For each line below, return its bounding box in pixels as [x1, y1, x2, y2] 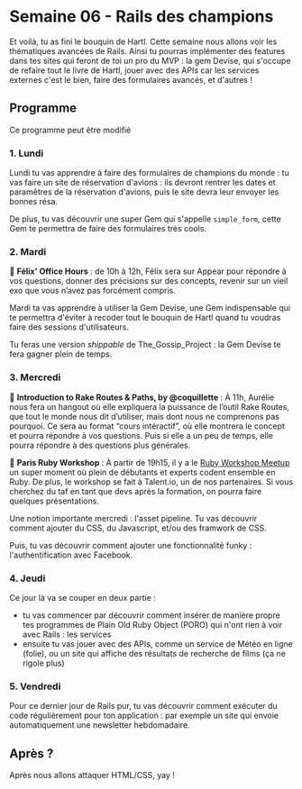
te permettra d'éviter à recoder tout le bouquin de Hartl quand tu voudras [9, 313, 281, 323]
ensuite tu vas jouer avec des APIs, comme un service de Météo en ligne [22, 638, 293, 649]
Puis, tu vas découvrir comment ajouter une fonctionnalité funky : [9, 540, 252, 550]
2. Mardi [9, 245, 47, 258]
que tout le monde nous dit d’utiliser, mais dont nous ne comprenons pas [9, 411, 279, 422]
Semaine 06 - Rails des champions [9, 6, 274, 27]
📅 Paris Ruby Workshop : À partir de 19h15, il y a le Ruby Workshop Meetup [9, 457, 290, 467]
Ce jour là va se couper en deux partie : [9, 592, 156, 603]
